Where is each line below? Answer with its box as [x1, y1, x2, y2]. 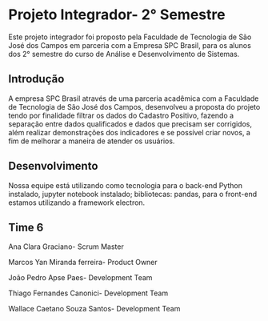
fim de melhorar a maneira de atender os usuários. [8, 136, 175, 146]
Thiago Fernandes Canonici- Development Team [8, 288, 169, 298]
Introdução [8, 72, 65, 86]
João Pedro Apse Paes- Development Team [8, 273, 153, 283]
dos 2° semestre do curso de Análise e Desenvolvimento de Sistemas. [8, 49, 240, 58]
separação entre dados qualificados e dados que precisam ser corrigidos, [8, 118, 253, 129]
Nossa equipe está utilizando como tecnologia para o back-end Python [8, 180, 242, 190]
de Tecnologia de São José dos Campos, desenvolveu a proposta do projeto [8, 102, 261, 111]
